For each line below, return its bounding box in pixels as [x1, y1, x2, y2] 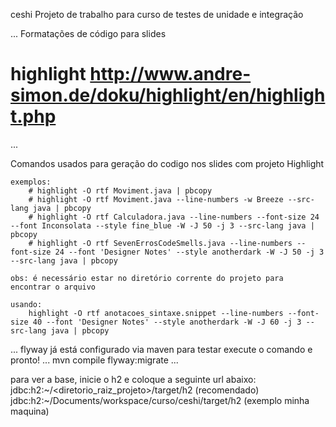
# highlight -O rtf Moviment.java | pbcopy [28, 185, 213, 196]
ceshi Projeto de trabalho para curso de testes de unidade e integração [10, 9, 304, 20]
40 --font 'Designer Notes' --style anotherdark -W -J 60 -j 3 [32, 317, 302, 327]
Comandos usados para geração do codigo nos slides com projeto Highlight [10, 157, 325, 169]
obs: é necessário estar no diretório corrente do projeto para [10, 273, 284, 283]
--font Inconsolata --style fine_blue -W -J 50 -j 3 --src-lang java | [10, 220, 315, 231]
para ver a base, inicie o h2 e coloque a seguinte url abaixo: [10, 373, 257, 385]
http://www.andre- [89, 63, 252, 86]
